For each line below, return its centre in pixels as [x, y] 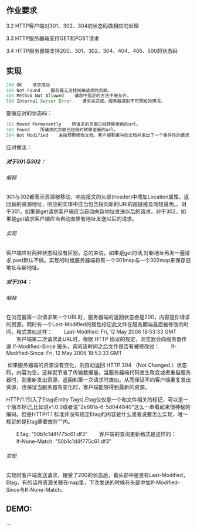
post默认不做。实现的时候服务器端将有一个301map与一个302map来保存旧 [102, 260]
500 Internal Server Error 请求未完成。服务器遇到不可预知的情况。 [86, 102]
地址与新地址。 [24, 267]
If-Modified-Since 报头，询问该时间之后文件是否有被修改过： [86, 346]
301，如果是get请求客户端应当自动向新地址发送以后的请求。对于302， [96, 212]
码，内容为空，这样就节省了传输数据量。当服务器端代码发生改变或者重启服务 [98, 373]
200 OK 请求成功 [28, 85]
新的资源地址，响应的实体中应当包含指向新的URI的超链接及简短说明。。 [96, 204]
